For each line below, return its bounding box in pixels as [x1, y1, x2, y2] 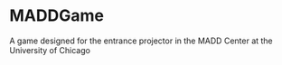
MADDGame [9, 5, 104, 26]
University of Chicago [9, 44, 90, 55]
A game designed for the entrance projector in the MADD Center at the [9, 35, 273, 46]
